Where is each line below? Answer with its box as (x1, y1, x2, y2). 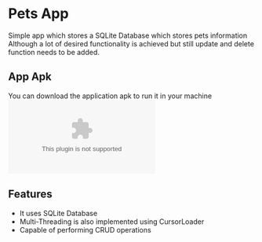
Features (8, 188, 53, 201)
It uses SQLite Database (19, 208, 98, 218)
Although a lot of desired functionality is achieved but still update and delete (8, 38, 255, 48)
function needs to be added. (8, 47, 100, 57)
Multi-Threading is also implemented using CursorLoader (19, 217, 205, 226)
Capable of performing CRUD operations (19, 225, 151, 234)
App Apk (8, 70, 53, 83)
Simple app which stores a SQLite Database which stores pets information (8, 31, 248, 40)
